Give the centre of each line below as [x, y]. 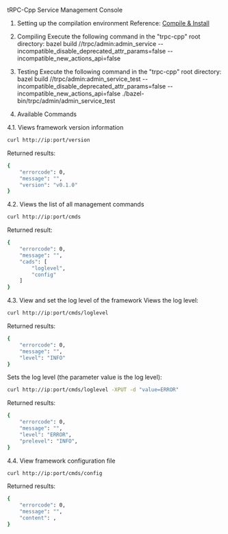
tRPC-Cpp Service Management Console [65, 10]
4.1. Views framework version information [65, 127]
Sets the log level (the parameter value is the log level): [85, 378]
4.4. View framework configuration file [61, 461]
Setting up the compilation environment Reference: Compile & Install [113, 23]
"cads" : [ [34, 262]
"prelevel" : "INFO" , [49, 441]
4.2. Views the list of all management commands [76, 205]
